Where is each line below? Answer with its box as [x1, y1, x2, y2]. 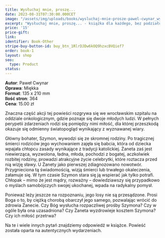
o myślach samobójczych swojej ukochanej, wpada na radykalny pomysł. [5, 183, 153, 188]
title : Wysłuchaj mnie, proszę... [5, 7, 76, 12]
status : [5, 67, 21, 72]
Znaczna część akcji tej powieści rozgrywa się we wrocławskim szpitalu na [5, 110, 157, 116]
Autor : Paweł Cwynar [5, 80, 49, 86]
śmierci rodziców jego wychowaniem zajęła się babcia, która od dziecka [5, 141, 151, 146]
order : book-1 [5, 48, 34, 53]
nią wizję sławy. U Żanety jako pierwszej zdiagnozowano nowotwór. [5, 161, 142, 167]
